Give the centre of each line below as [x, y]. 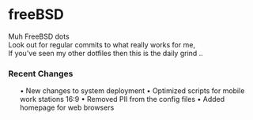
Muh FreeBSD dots [39, 36]
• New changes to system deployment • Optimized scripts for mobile [132, 91]
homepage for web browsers [67, 107]
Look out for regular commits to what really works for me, [102, 44]
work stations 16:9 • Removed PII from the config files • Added [122, 99]
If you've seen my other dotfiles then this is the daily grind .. [106, 53]
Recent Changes [41, 73]
